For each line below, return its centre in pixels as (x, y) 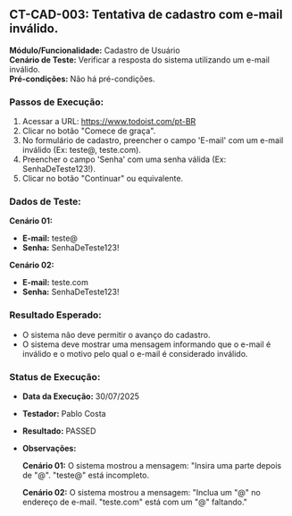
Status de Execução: (55, 376)
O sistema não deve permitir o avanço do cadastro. (116, 334)
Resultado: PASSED (59, 431)
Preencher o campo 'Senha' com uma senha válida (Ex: (124, 159)
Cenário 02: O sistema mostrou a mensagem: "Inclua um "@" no (141, 492)
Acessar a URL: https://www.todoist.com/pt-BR (109, 122)
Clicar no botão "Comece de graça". (89, 131)
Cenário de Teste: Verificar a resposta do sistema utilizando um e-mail (140, 59)
